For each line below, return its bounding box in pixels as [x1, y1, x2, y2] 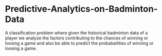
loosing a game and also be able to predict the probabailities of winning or [5, 40, 154, 46]
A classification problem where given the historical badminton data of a [5, 30, 148, 36]
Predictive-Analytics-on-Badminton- [5, 3, 158, 15]
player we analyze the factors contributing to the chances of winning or [5, 35, 148, 41]
